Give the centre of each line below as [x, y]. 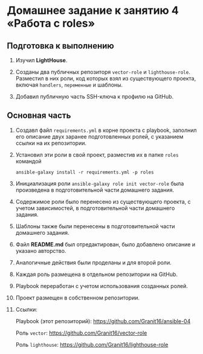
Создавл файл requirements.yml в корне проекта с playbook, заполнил [106, 130]
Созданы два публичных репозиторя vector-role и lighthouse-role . [103, 72]
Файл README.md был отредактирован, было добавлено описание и [105, 244]
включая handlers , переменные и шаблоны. [69, 85]
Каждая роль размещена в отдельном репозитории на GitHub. [96, 274]
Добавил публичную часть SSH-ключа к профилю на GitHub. [95, 97]
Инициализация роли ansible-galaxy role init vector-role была [100, 183]
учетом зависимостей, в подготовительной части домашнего [95, 208]
